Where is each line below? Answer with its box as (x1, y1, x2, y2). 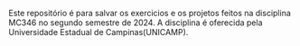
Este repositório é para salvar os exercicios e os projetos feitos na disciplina (8, 8, 291, 18)
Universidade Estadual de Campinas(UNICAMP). (8, 27, 189, 37)
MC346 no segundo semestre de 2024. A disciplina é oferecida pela (8, 17, 263, 28)
